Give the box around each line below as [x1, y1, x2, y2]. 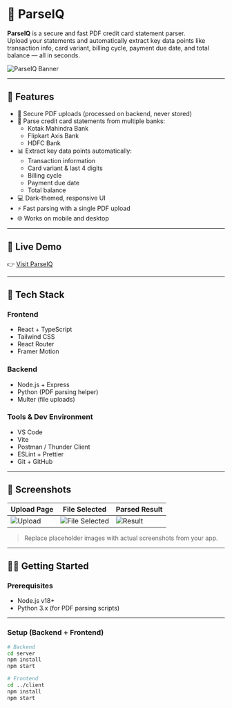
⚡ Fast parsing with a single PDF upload [17, 204, 130, 212]
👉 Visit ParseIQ [7, 259, 53, 268]
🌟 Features [7, 91, 55, 103]
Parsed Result [115, 504, 163, 514]
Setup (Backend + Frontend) [7, 628, 104, 637]
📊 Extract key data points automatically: [17, 147, 133, 155]
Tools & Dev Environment [7, 412, 93, 422]
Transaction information [27, 156, 96, 165]
